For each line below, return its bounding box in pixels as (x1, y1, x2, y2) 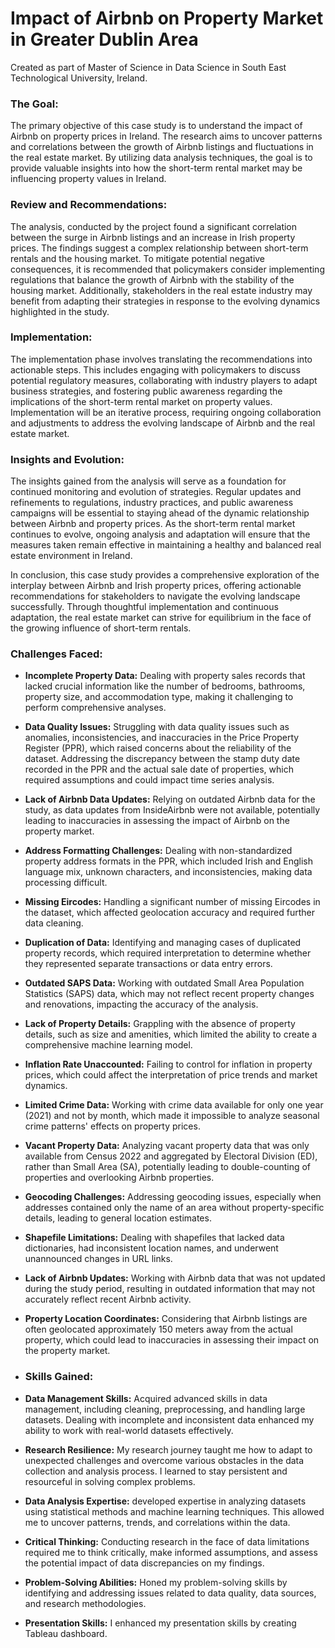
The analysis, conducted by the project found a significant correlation (10, 220, 298, 232)
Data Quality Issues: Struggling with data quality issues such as (24, 721, 290, 733)
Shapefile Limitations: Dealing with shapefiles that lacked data (24, 1232, 285, 1244)
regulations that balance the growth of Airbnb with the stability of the (10, 273, 295, 286)
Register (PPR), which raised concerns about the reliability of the (24, 742, 292, 754)
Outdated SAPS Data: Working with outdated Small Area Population (24, 977, 305, 989)
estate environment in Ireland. (10, 550, 133, 562)
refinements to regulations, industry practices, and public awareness (10, 497, 294, 509)
